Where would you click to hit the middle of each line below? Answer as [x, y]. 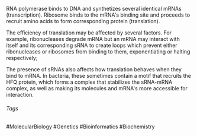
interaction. [20, 95]
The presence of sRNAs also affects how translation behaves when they [94, 69]
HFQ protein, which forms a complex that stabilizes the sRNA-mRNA [89, 82]
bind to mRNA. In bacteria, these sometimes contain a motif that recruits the [98, 76]
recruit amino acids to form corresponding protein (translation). [83, 21]
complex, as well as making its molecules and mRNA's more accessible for [97, 88]
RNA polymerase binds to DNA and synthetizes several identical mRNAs [94, 9]
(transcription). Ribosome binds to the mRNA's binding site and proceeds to [98, 15]
